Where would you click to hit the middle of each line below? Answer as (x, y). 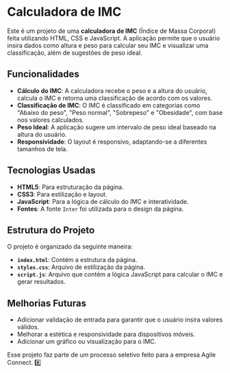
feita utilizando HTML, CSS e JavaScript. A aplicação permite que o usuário (114, 38)
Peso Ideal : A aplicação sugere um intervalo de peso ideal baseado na (117, 127)
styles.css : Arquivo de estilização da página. (81, 267)
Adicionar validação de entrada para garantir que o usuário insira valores (120, 320)
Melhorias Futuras (47, 303)
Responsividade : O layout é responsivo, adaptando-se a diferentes (112, 142)
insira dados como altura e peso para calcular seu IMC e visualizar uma (108, 45)
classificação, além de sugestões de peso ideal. (75, 53)
